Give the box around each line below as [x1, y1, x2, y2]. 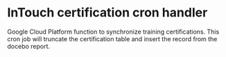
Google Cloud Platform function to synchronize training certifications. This [7, 27, 220, 36]
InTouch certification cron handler [7, 5, 208, 21]
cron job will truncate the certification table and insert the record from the [7, 34, 218, 43]
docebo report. [7, 42, 51, 50]
